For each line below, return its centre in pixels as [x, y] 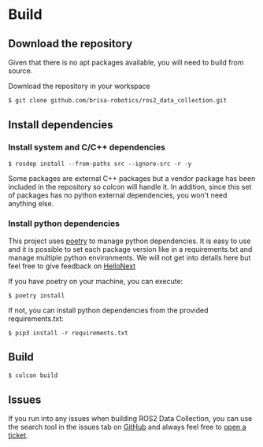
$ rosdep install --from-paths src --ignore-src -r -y [100, 164]
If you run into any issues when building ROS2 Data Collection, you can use [130, 419]
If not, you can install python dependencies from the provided [108, 310]
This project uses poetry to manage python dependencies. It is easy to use [130, 241]
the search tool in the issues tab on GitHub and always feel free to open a [127, 427]
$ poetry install [37, 296]
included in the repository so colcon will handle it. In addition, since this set [130, 187]
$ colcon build [33, 375]
